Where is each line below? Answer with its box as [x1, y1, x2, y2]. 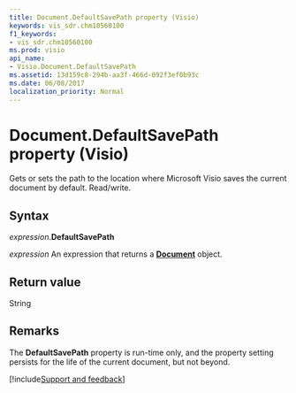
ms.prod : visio [9, 46, 65, 55]
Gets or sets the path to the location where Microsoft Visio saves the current [9, 173, 287, 184]
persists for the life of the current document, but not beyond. [9, 356, 231, 367]
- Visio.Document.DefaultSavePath [9, 63, 137, 72]
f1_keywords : [9, 29, 57, 38]
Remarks [9, 324, 60, 339]
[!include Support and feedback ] [9, 374, 125, 384]
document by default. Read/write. [9, 182, 132, 193]
